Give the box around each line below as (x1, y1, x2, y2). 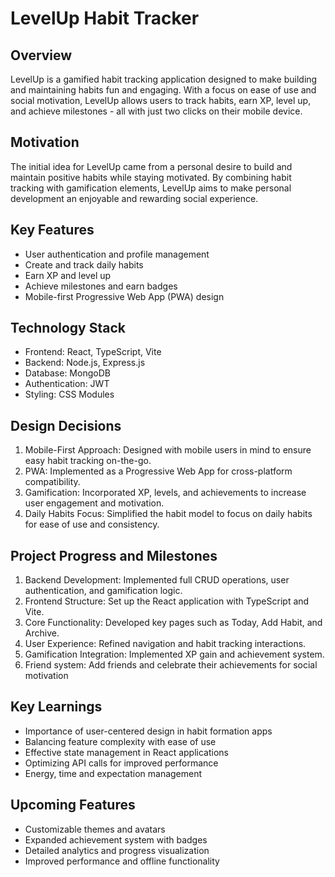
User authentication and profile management (24, 248, 210, 260)
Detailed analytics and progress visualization (24, 844, 210, 856)
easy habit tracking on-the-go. (24, 455, 152, 467)
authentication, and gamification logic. (24, 585, 183, 597)
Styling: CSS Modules (24, 388, 115, 401)
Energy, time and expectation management (24, 767, 203, 779)
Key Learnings (10, 698, 103, 716)
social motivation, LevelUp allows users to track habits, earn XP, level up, (10, 95, 312, 106)
